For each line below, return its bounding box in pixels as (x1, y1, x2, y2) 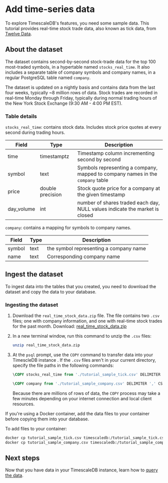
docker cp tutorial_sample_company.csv (5, 440, 88, 445)
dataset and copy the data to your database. (5, 289, 96, 295)
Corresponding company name (46, 253, 120, 260)
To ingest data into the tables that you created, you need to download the (5, 283, 156, 289)
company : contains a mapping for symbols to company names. (5, 224, 131, 231)
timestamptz (39, 153, 69, 160)
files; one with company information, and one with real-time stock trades (12, 318, 162, 324)
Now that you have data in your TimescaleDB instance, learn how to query (5, 467, 158, 473)
